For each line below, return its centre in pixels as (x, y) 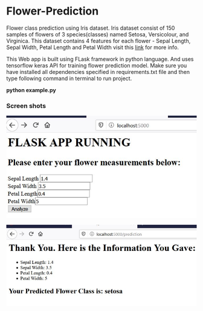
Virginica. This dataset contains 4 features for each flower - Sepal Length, (98, 41)
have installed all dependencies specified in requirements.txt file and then (98, 72)
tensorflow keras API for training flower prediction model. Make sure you (97, 65)
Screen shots (26, 105)
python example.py (31, 90)
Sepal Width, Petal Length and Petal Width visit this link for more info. (93, 47)
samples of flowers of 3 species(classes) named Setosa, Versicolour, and (98, 34)
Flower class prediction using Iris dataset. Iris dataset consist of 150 (91, 28)
